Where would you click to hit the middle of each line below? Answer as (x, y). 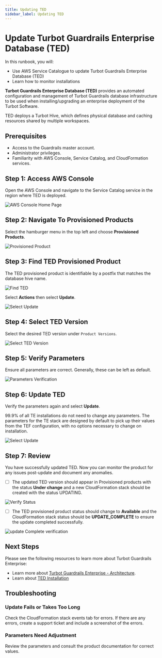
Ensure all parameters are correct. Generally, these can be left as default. (78, 370)
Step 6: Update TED (35, 394)
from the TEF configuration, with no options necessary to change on (73, 426)
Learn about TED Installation (40, 578)
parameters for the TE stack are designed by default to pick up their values (80, 421)
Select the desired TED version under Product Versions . (61, 333)
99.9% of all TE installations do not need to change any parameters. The (77, 416)
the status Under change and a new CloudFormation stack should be (81, 487)
